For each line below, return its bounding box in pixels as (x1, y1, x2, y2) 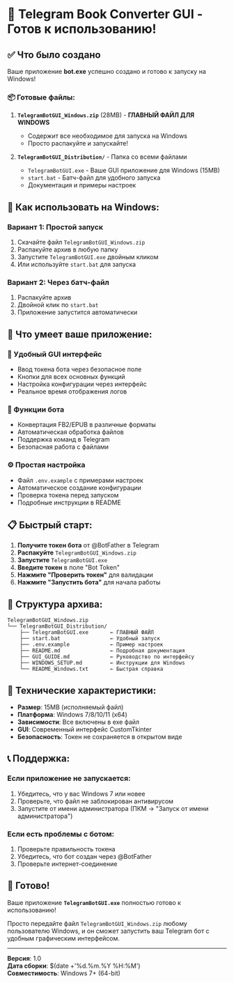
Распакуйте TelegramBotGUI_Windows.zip (17, 548, 137, 557)
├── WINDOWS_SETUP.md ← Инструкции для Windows (19, 660, 186, 667)
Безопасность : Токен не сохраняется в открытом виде (17, 733, 182, 741)
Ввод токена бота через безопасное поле (17, 365, 142, 373)
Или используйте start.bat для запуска (17, 260, 136, 268)
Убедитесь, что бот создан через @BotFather (17, 852, 152, 860)
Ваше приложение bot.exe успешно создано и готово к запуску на (7, 68, 207, 75)
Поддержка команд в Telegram (17, 435, 110, 444)
